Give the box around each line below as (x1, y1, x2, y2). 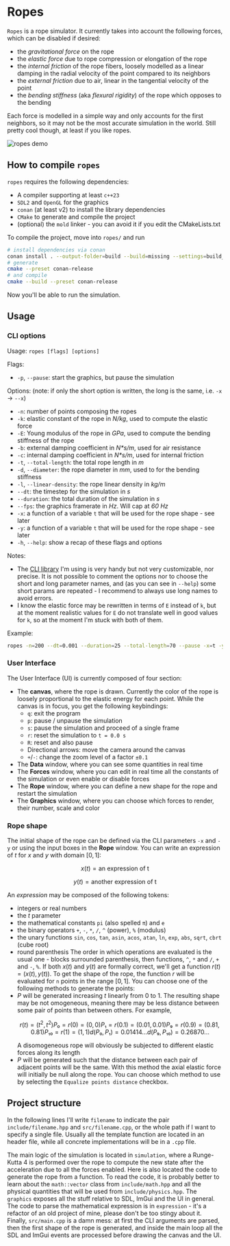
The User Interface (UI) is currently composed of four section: (7, 674, 182, 682)
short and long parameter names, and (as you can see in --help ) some (16, 579, 216, 587)
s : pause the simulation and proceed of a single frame (27, 724, 179, 732)
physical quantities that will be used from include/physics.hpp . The (7, 1187, 197, 1195)
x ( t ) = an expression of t (81, 864, 149, 872)
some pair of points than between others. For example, (16, 1006, 172, 1014)
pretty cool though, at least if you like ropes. (7, 126, 131, 134)
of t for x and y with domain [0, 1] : (7, 851, 101, 859)
